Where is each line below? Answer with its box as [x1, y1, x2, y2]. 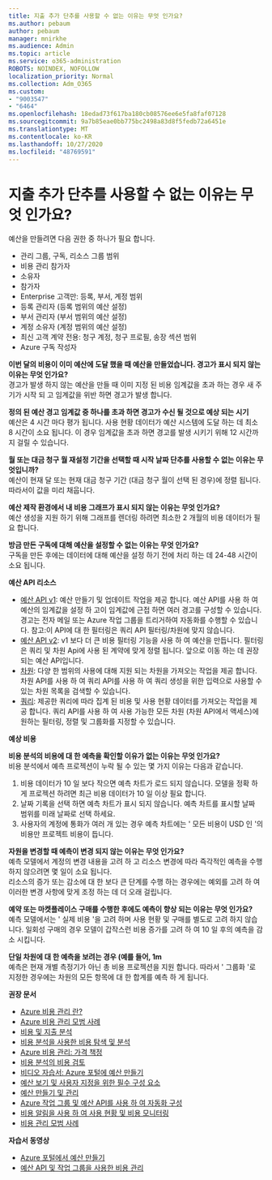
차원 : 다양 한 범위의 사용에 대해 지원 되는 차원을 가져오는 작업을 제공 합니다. [19, 666, 257, 676]
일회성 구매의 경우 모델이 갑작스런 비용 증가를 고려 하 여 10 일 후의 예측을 [25, 924, 255, 934]
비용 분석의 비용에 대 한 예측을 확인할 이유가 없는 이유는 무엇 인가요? [8, 751, 220, 761]
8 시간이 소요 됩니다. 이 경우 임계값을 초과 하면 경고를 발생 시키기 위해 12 [8, 428, 237, 437]
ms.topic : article [8, 50, 70, 58]
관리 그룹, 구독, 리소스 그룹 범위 [19, 251, 120, 261]
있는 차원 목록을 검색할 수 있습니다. [19, 687, 131, 696]
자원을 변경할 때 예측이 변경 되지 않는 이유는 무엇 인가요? [8, 846, 185, 856]
